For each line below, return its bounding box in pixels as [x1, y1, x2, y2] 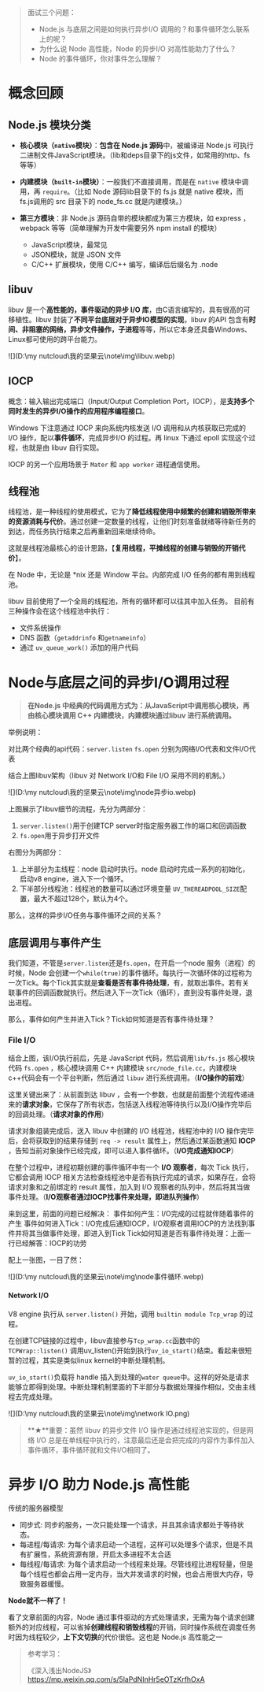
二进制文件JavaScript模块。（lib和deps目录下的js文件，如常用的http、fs [19, 150, 251, 160]
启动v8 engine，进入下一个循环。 [19, 874, 128, 884]
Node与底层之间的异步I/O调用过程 [8, 673, 229, 692]
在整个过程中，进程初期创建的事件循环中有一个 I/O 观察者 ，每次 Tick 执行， [8, 1163, 253, 1172]
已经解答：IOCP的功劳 [14, 1238, 87, 1248]
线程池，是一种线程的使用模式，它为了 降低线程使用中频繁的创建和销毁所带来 [8, 507, 256, 517]
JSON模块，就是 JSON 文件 [31, 250, 122, 259]
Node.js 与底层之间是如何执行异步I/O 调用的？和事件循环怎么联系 [38, 24, 250, 34]
